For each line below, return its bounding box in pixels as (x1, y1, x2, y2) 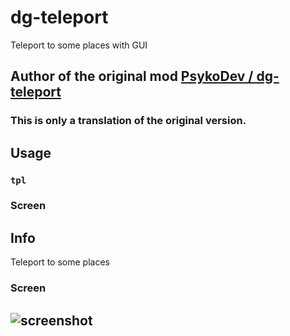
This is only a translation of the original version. (10, 114, 247, 128)
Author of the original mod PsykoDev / (10, 68, 254, 85)
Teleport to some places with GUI (10, 39, 148, 51)
